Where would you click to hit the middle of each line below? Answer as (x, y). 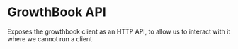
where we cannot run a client (50, 38)
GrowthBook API (57, 12)
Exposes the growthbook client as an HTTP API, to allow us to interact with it (119, 31)
